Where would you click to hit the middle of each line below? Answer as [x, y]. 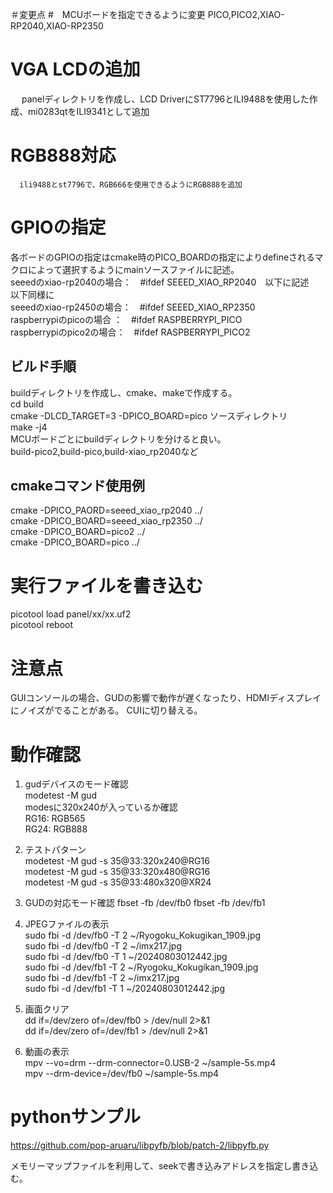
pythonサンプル [75, 1117]
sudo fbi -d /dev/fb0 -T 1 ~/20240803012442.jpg [126, 957]
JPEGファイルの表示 [67, 924]
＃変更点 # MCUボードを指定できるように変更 [108, 14]
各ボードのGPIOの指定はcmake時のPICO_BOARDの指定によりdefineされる [162, 257]
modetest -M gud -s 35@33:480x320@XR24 [118, 882]
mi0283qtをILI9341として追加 [88, 111]
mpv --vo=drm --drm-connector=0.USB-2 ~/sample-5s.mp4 [150, 1063]
